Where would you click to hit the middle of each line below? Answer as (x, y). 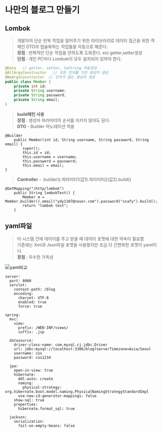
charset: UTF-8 (33, 298)
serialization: (29, 421)
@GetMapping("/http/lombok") (35, 188)
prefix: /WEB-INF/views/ (43, 328)
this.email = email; (43, 165)
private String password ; (40, 95)
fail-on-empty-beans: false (46, 426)
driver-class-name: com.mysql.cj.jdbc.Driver (61, 345)
